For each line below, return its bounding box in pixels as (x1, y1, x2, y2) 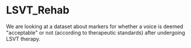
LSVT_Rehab (6, 4, 70, 17)
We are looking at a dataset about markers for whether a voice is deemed (6, 23, 183, 30)
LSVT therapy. (6, 35, 41, 42)
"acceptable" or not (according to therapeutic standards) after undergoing (6, 29, 186, 36)
